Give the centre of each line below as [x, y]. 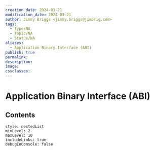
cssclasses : [18, 71]
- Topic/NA [21, 33]
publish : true [20, 52]
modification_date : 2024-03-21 [38, 15]
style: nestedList [25, 127]
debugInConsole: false [29, 144]
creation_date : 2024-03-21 [34, 10]
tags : [11, 24]
